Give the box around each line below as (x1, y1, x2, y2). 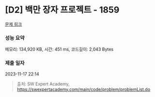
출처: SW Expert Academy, (16, 81, 70, 87)
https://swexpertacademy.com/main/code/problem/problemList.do (16, 86, 151, 92)
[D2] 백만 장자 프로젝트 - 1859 (5, 4, 120, 15)
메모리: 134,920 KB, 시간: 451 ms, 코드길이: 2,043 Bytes (5, 46, 114, 52)
